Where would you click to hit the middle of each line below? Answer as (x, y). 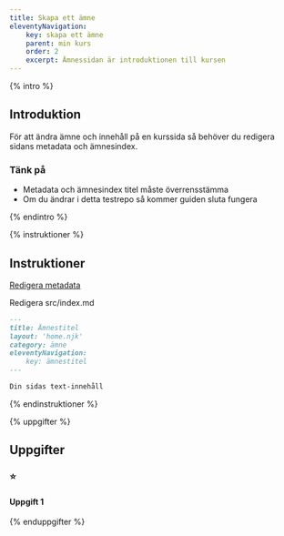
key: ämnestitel (57, 362)
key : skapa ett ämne (65, 35)
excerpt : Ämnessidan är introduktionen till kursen (126, 60)
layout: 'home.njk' (46, 336)
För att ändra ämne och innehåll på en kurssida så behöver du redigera (142, 137)
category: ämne (38, 345)
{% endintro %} (39, 217)
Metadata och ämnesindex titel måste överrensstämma (126, 190)
